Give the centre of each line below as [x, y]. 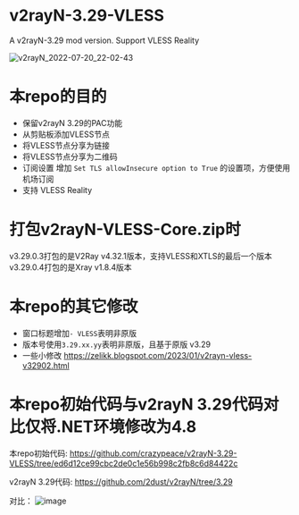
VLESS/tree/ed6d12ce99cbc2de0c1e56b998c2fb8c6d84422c [124, 463]
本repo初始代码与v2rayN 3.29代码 [137, 404]
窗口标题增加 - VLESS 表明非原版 [79, 333]
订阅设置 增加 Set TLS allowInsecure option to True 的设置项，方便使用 [156, 167]
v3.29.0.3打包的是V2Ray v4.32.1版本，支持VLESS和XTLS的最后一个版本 [141, 256]
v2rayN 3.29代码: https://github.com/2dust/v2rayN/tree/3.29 [121, 481]
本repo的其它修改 [74, 307]
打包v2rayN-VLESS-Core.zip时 [125, 230]
